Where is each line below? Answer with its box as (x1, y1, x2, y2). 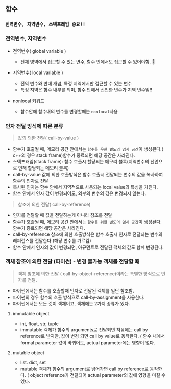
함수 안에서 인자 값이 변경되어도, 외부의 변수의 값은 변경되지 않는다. (12, 190, 146, 197)
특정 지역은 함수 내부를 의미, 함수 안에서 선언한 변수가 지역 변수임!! (20, 86, 152, 93)
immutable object (12, 311, 50, 317)
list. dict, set (20, 359, 46, 366)
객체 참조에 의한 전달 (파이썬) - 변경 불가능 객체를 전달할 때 (5, 258, 139, 265)
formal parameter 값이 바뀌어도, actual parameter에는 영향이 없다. (20, 339, 155, 346)
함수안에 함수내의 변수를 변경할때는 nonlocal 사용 (20, 108, 118, 114)
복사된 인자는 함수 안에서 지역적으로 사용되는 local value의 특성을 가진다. (12, 184, 158, 190)
